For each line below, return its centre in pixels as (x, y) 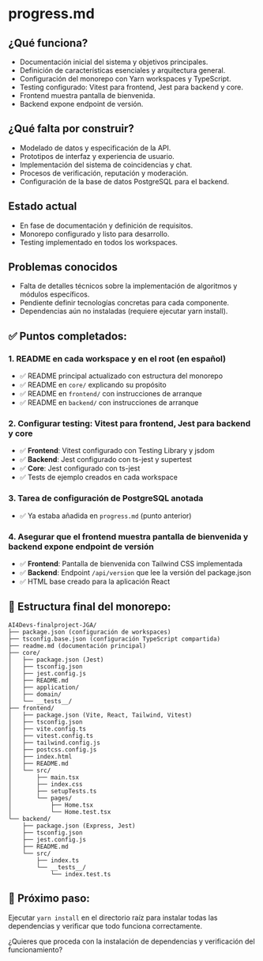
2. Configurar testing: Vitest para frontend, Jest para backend (130, 424)
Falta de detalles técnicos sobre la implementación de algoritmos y (128, 286)
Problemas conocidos (63, 267)
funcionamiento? (36, 949)
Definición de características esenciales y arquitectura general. (122, 70)
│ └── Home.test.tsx (60, 812)
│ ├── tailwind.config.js (54, 743)
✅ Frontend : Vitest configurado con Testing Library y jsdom (117, 451)
